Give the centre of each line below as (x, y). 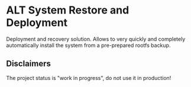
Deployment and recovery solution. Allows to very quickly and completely (96, 39)
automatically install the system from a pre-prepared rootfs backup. (88, 45)
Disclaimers (29, 64)
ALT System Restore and (68, 10)
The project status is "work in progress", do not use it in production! (89, 78)
